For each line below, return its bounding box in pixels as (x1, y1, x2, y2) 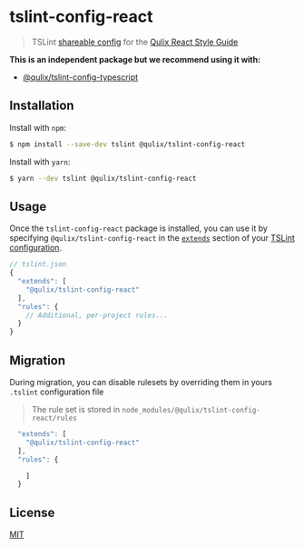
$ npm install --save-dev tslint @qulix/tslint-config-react (9, 139, 246, 149)
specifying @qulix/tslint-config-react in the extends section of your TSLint (9, 233, 295, 244)
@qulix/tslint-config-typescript (22, 71, 139, 83)
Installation (9, 98, 74, 114)
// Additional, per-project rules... (25, 311, 169, 320)
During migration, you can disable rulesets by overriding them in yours (9, 377, 272, 387)
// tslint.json (9, 260, 67, 269)
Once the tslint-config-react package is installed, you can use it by (9, 223, 268, 234)
